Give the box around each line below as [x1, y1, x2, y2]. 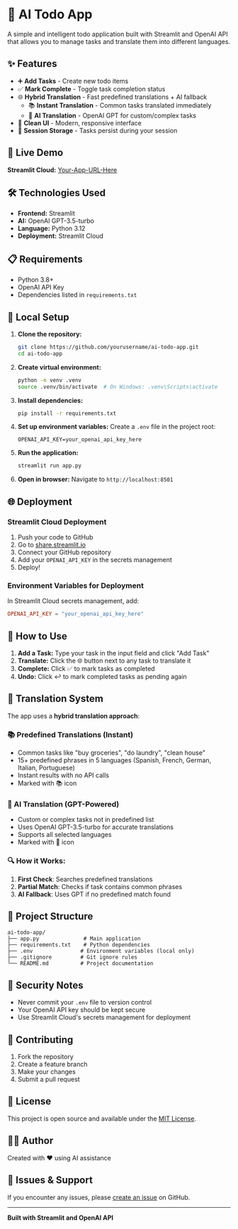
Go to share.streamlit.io [17, 540, 86, 549]
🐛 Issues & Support [7, 1174, 93, 1187]
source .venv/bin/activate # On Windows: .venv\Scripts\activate [17, 383, 218, 390]
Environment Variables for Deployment [7, 581, 144, 590]
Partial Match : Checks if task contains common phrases [17, 882, 183, 891]
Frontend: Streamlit [17, 209, 76, 218]
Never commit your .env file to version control [17, 998, 152, 1007]
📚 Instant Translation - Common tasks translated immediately [28, 101, 212, 109]
